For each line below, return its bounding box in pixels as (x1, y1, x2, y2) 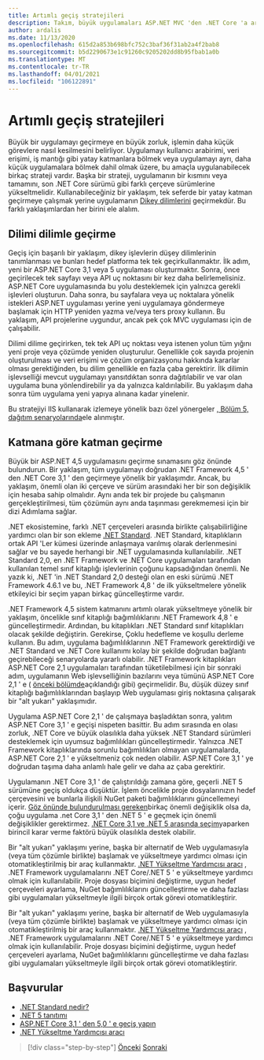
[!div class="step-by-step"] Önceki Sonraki (27, 1042, 167, 1052)
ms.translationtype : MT (8, 56, 86, 64)
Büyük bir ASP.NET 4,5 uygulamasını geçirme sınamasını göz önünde (8, 456, 232, 466)
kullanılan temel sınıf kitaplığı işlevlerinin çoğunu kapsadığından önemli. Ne (8, 564, 250, 574)
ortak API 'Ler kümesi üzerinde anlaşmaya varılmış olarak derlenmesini (8, 539, 237, 549)
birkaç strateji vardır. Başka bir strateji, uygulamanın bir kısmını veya (8, 171, 228, 180)
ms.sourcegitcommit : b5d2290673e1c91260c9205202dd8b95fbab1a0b (8, 48, 220, 56)
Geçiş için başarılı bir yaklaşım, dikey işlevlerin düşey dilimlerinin (8, 248, 217, 258)
